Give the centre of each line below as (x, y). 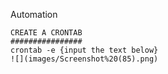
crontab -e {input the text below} (84, 50)
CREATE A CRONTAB (46, 33)
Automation (34, 14)
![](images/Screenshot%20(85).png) (84, 59)
